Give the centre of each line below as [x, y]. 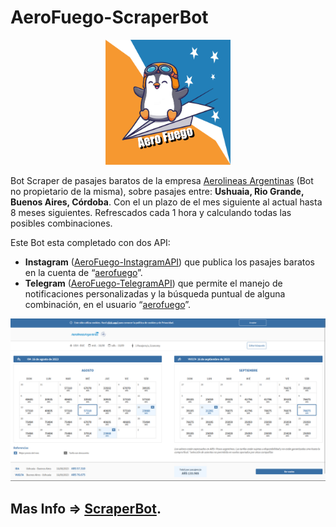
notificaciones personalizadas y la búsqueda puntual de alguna [155, 293]
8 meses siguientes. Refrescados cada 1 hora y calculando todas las [151, 212]
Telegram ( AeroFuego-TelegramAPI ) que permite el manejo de [153, 283]
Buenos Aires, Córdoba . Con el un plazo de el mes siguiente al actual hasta [166, 202]
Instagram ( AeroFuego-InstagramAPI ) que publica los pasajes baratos [169, 262]
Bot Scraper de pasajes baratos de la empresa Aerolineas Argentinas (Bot [162, 180]
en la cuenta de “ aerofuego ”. [83, 272]
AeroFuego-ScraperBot [109, 17]
